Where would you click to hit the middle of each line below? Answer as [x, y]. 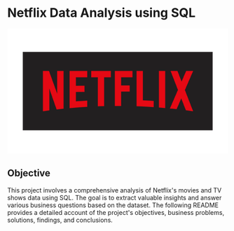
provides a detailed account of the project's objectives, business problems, [116, 212]
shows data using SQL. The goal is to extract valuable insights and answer [115, 197]
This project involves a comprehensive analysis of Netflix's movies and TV [115, 190]
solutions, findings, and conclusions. [60, 220]
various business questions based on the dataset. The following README [113, 205]
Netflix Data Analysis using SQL [102, 13]
